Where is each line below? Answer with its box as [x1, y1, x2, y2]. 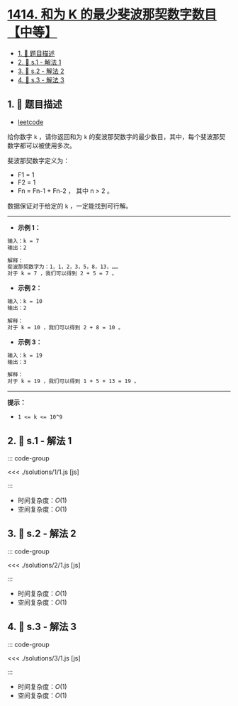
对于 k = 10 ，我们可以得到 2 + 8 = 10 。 [7, 324, 124, 331]
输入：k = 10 [7, 298, 42, 305]
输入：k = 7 [7, 237, 40, 245]
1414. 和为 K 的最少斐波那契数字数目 [7, 6, 217, 23]
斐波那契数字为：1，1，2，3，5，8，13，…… [7, 263, 118, 270]
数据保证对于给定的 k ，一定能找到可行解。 [7, 202, 132, 210]
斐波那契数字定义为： [7, 156, 69, 165]
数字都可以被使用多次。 [7, 141, 76, 150]
